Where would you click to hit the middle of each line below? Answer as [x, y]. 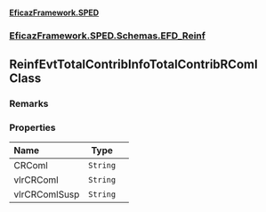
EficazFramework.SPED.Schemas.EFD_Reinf [108, 36]
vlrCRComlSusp [47, 194]
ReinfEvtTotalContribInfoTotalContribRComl [133, 64]
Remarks [29, 103]
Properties [32, 127]
